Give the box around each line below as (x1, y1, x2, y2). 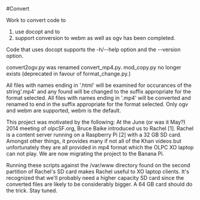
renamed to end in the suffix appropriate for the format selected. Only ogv (6, 101, 189, 108)
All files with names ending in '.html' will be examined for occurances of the (6, 82, 192, 89)
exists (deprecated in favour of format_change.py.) (6, 70, 131, 77)
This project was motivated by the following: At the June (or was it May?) (6, 118, 186, 126)
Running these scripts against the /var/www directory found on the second (6, 162, 190, 168)
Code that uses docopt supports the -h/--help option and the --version (6, 46, 181, 53)
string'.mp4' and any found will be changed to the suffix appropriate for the (6, 88, 192, 95)
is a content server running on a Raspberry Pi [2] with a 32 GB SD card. (6, 131, 182, 138)
